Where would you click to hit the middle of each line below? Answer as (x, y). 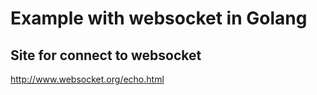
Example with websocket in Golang (159, 18)
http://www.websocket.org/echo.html (87, 79)
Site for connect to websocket (106, 55)
